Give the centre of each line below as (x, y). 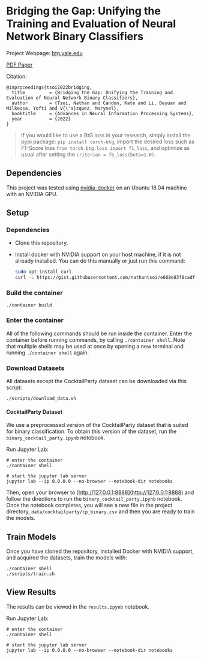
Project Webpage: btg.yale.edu (44, 53)
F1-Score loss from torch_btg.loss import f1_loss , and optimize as (105, 148)
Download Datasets (35, 368)
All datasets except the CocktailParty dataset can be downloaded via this (97, 381)
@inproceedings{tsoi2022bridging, (49, 87)
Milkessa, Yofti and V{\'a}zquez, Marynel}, (63, 108)
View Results (31, 592)
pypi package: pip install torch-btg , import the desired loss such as (108, 142)
